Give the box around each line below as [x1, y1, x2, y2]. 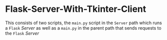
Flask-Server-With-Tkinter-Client [5, 3, 147, 15]
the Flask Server [5, 30, 39, 36]
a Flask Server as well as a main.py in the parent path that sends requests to [5, 25, 162, 31]
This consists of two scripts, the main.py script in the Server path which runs [5, 20, 162, 26]
